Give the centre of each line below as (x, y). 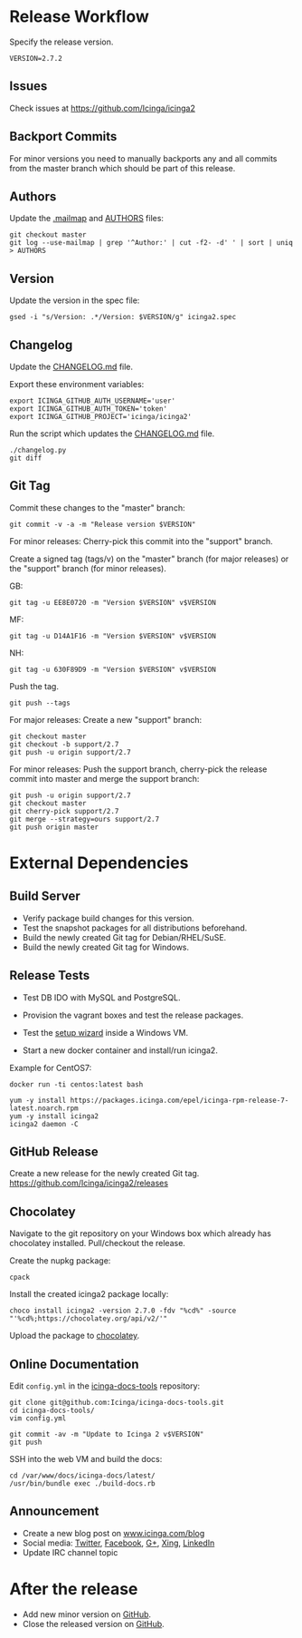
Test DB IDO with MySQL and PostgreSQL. (101, 997)
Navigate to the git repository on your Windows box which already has (140, 1233)
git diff (26, 458)
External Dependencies (99, 863)
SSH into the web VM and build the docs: (86, 1459)
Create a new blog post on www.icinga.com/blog (113, 1533)
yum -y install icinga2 (54, 1116)
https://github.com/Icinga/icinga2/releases (89, 1183)
